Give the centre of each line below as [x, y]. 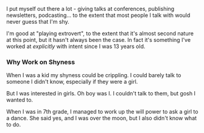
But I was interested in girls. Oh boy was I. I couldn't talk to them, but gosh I [101, 94]
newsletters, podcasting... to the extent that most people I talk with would [98, 15]
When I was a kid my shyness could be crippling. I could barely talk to [94, 75]
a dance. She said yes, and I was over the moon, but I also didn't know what [101, 118]
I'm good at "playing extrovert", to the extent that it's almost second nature [100, 33]
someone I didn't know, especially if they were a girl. [72, 82]
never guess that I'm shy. [38, 22]
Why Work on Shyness [40, 62]
